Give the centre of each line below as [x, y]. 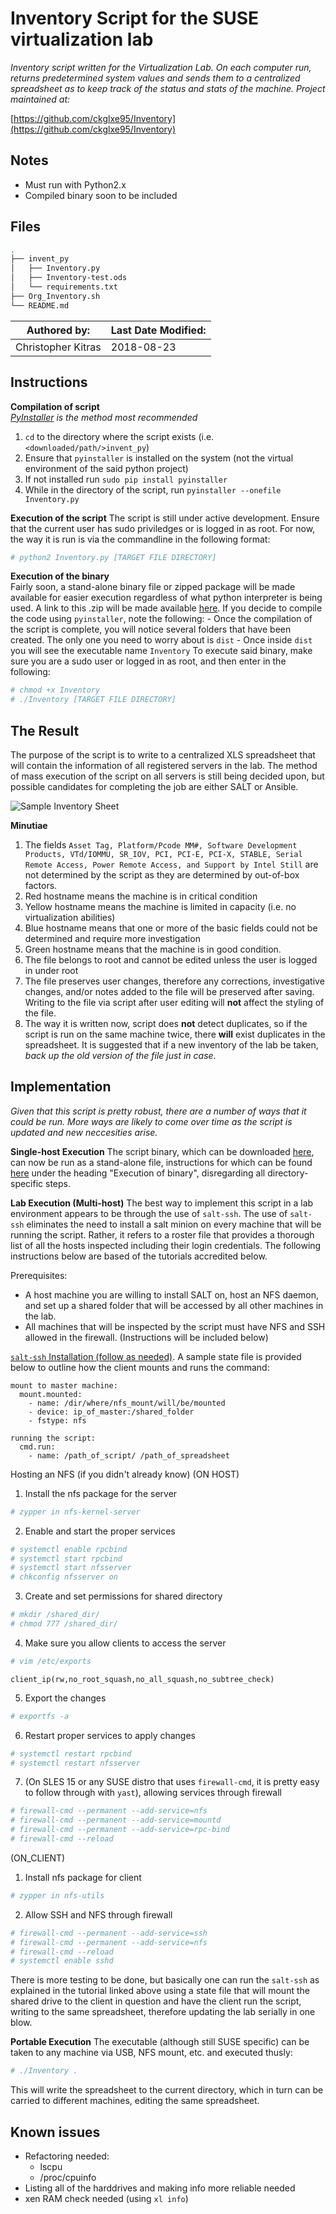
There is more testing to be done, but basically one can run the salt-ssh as [165, 1980]
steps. [58, 1183]
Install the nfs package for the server [101, 1493]
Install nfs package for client [83, 1877]
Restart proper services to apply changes [110, 1735]
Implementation [61, 1087]
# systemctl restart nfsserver [75, 1763]
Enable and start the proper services [100, 1531]
